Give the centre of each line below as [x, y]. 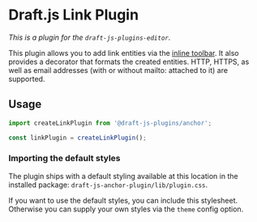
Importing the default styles [64, 158]
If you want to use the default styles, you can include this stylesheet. [123, 200]
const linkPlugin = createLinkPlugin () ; [78, 138]
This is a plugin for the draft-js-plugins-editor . [90, 37]
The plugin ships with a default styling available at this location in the [123, 176]
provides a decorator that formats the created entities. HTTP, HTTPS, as [129, 62]
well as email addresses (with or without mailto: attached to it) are [118, 70]
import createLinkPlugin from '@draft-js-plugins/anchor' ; [110, 123]
